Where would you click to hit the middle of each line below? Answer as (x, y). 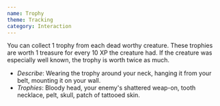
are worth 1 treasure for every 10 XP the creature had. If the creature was (110, 53)
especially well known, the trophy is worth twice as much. (88, 60)
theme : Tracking (30, 20)
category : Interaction (39, 26)
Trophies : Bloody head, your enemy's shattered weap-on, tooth (106, 88)
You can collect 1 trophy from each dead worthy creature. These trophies (110, 46)
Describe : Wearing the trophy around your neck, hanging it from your (114, 73)
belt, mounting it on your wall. (59, 81)
